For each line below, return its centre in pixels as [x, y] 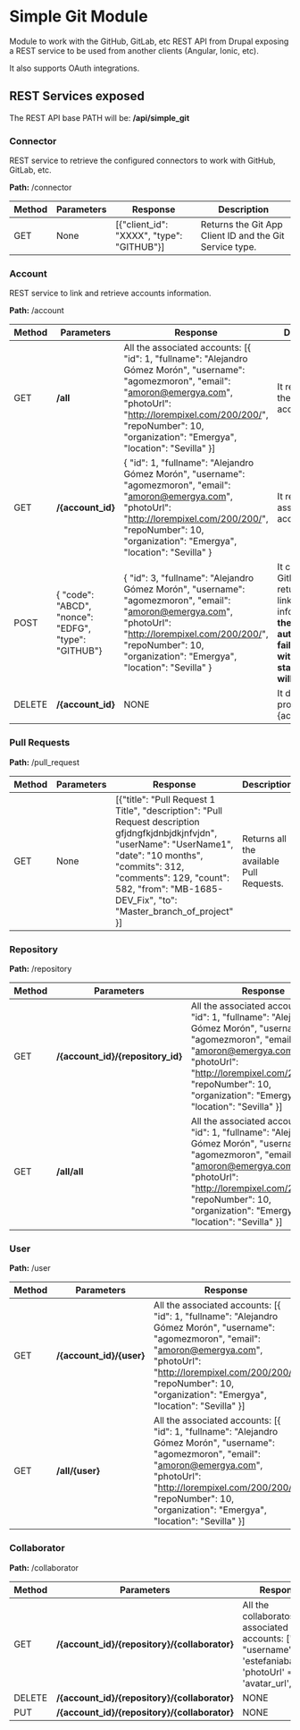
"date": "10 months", [159, 855]
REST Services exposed [77, 96]
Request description [158, 822]
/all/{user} [79, 1471]
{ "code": [75, 595]
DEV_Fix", [136, 899]
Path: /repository [41, 968]
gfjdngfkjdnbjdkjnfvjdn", [166, 832]
